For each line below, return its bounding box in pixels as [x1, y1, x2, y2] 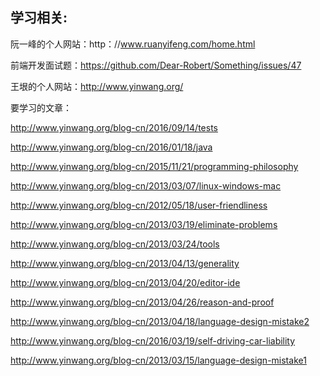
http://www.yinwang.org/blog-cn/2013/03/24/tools [10, 238, 220, 250]
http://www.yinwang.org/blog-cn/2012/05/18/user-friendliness [10, 199, 268, 211]
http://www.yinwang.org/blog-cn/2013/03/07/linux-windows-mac [10, 179, 282, 192]
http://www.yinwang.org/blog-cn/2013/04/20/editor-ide [10, 276, 241, 288]
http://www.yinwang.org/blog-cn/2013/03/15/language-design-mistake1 [10, 354, 307, 366]
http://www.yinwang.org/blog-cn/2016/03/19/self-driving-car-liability [10, 334, 296, 347]
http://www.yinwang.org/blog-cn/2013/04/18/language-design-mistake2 [10, 315, 310, 327]
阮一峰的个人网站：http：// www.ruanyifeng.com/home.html [10, 38, 256, 50]
